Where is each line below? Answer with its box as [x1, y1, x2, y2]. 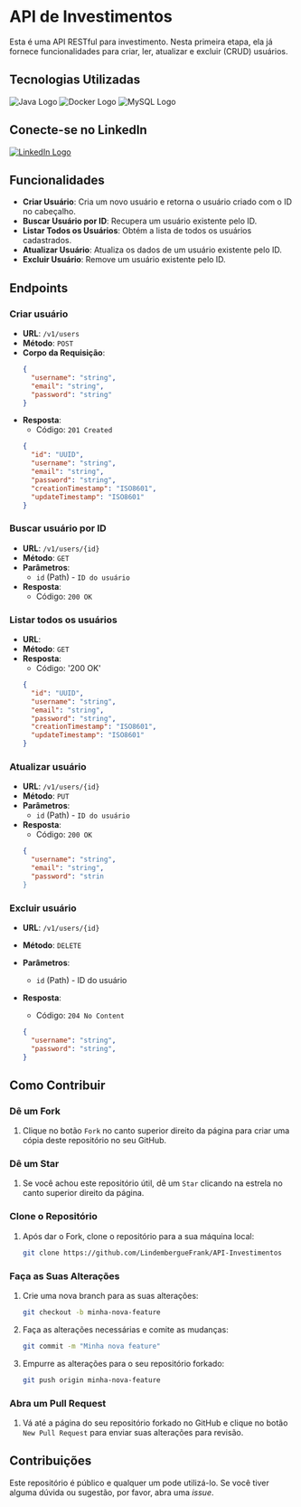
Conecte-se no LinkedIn [9, 122, 147, 137]
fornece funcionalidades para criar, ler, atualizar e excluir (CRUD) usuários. [9, 45, 288, 56]
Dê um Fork [9, 1104, 61, 1117]
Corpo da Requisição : [22, 347, 106, 358]
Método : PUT [22, 791, 70, 801]
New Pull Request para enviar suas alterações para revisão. [22, 1426, 244, 1437]
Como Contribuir [9, 1077, 106, 1093]
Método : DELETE [22, 940, 82, 951]
